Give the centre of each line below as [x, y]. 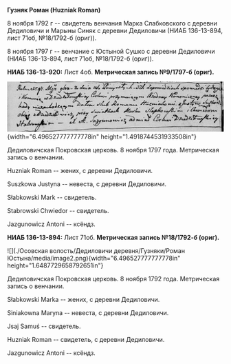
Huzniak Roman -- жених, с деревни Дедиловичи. [80, 170]
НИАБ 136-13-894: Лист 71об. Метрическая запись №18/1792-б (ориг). [113, 237]
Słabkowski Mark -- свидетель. [52, 197]
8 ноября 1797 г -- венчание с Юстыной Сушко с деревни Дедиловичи [111, 51]
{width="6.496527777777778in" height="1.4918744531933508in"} [102, 136]
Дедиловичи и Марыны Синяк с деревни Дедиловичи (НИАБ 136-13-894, [115, 31]
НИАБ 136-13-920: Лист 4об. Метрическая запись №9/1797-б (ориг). [111, 72]
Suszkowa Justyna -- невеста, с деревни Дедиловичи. [87, 184]
